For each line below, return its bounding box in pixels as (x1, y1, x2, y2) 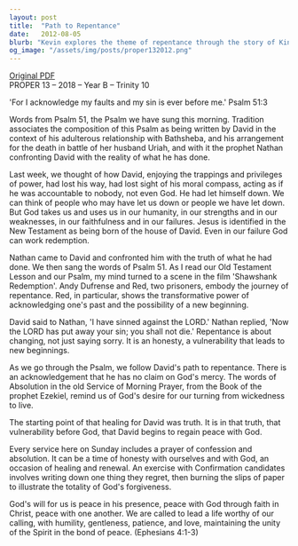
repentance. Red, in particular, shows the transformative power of (9, 290, 250, 301)
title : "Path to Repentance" (9, 21, 122, 30)
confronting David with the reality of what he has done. (9, 152, 210, 162)
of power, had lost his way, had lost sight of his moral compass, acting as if (9, 178, 284, 189)
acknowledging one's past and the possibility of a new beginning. (9, 299, 249, 311)
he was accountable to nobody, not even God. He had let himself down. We (9, 188, 285, 199)
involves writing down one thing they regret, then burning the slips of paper (9, 472, 286, 483)
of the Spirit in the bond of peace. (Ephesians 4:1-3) (9, 527, 199, 538)
